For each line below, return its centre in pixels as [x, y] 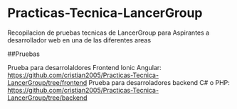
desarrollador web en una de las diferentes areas [79, 40]
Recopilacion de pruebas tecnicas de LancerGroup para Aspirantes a [109, 33]
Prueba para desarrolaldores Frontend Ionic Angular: [84, 67]
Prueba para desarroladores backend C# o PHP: [159, 82]
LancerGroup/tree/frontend [47, 82]
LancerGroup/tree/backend [47, 98]
